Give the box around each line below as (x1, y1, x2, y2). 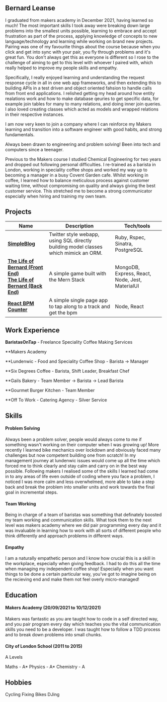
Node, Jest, (115, 276, 142, 283)
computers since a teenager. (5, 146, 64, 152)
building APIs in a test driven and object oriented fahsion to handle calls (5, 85, 152, 91)
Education (5, 591, 38, 599)
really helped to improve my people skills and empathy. (5, 65, 118, 71)
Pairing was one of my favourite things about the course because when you (5, 43, 161, 49)
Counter (7, 306, 28, 313)
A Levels (5, 654, 23, 660)
